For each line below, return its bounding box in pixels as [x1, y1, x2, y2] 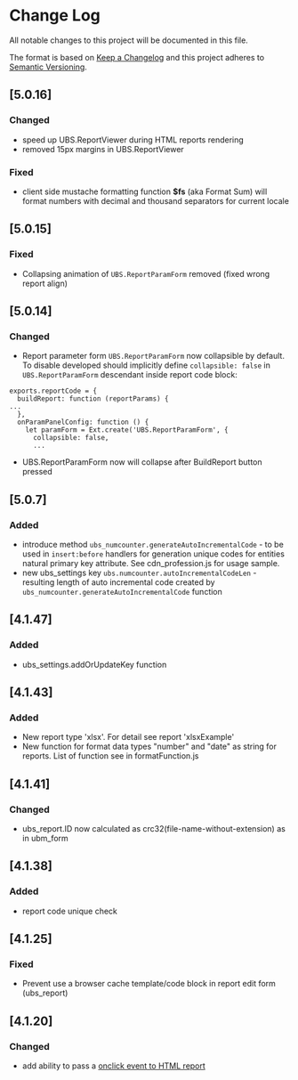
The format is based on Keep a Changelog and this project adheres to [9, 52, 265, 62]
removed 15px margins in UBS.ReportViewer [21, 143, 184, 154]
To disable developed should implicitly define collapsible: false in [21, 360, 271, 370]
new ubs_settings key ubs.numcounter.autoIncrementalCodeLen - [21, 567, 257, 578]
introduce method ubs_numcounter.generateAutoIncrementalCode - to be [21, 539, 285, 549]
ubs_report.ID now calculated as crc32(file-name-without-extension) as [21, 824, 286, 834]
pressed [21, 467, 53, 477]
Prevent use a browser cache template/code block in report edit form [21, 978, 276, 989]
